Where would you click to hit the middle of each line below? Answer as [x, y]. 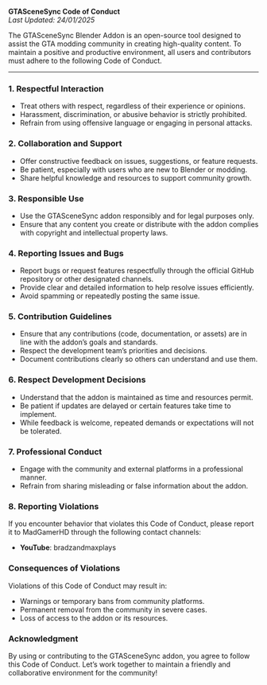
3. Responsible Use [46, 198]
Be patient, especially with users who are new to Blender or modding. [133, 169]
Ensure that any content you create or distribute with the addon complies [139, 224]
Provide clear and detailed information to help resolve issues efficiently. [137, 288]
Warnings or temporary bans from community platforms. [112, 601]
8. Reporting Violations [54, 506]
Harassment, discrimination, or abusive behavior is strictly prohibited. [133, 115]
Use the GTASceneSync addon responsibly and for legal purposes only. [137, 216]
